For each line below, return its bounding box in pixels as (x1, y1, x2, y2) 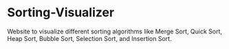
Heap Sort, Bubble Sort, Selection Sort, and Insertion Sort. (7, 34, 172, 42)
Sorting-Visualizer (7, 5, 115, 20)
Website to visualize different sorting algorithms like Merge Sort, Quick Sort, (7, 27, 222, 35)
